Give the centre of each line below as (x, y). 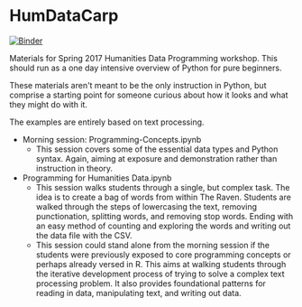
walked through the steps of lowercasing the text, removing (146, 206)
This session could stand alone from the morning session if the (153, 245)
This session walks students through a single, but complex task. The (163, 187)
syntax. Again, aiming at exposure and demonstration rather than (156, 158)
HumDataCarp (64, 16)
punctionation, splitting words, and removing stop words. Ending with (165, 216)
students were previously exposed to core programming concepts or (163, 255)
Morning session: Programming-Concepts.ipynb (112, 139)
